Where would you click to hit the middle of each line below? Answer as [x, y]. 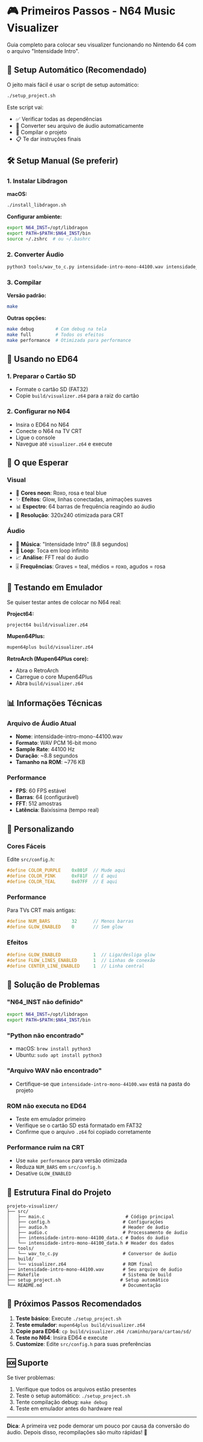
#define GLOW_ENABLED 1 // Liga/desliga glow [81, 955]
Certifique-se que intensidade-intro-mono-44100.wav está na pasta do [103, 1084]
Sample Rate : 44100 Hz [45, 749]
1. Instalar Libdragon [37, 181]
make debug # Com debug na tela [57, 329]
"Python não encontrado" [45, 1036]
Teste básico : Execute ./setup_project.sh [68, 1318]
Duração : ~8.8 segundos [47, 756]
